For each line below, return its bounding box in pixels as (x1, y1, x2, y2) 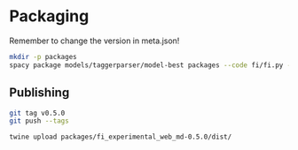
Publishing (9, 86, 70, 101)
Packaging (9, 6, 90, 26)
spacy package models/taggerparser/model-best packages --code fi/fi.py (9, 60, 284, 70)
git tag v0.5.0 (9, 109, 66, 117)
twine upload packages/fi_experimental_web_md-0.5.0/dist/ (9, 132, 232, 142)
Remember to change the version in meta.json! (9, 35, 180, 46)
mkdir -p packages (9, 52, 77, 61)
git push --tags (9, 116, 69, 125)
